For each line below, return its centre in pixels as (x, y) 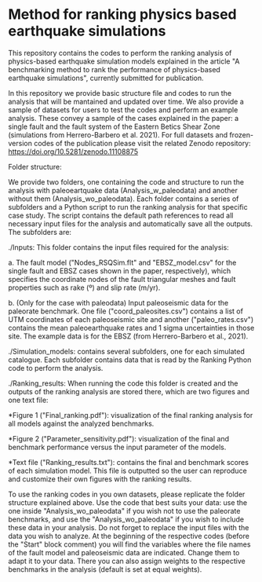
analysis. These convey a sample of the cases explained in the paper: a (124, 118)
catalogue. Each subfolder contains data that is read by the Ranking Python (130, 360)
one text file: (28, 400)
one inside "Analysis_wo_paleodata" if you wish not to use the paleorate (124, 511)
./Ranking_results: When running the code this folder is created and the (123, 383)
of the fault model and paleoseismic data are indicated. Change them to (124, 552)
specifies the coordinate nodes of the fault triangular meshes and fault (122, 279)
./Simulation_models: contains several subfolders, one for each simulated (126, 351)
